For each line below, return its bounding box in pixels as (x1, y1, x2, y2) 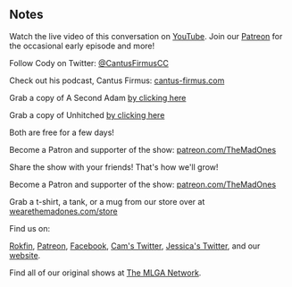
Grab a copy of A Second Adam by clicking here (9, 92, 187, 103)
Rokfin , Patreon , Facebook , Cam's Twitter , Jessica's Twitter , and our (9, 241, 261, 251)
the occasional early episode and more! (9, 40, 155, 51)
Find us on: (9, 223, 51, 233)
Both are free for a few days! (9, 127, 114, 138)
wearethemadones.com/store (9, 206, 118, 216)
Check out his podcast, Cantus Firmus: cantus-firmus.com (9, 75, 225, 86)
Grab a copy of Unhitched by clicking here (9, 109, 165, 120)
